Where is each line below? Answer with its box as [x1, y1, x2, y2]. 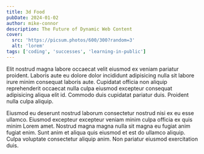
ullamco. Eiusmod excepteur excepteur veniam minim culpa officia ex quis [6, 116, 193, 123]
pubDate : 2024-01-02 [6, 15, 59, 21]
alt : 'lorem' [12, 43, 45, 49]
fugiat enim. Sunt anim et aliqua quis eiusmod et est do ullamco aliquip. [6, 128, 186, 136]
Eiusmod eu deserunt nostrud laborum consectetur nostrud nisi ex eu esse [6, 109, 194, 116]
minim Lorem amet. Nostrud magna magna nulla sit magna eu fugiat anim [6, 122, 191, 130]
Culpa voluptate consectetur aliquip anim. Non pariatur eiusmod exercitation [6, 135, 199, 142]
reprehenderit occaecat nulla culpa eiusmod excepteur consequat [6, 85, 172, 92]
